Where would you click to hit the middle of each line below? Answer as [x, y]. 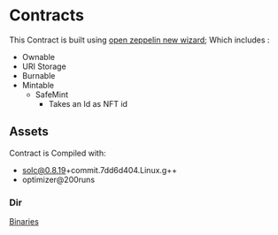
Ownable [39, 57]
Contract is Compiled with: [58, 153]
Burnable [39, 75]
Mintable [38, 85]
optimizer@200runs [58, 179]
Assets [29, 132]
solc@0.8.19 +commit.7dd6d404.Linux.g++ [99, 170]
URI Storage [44, 66]
